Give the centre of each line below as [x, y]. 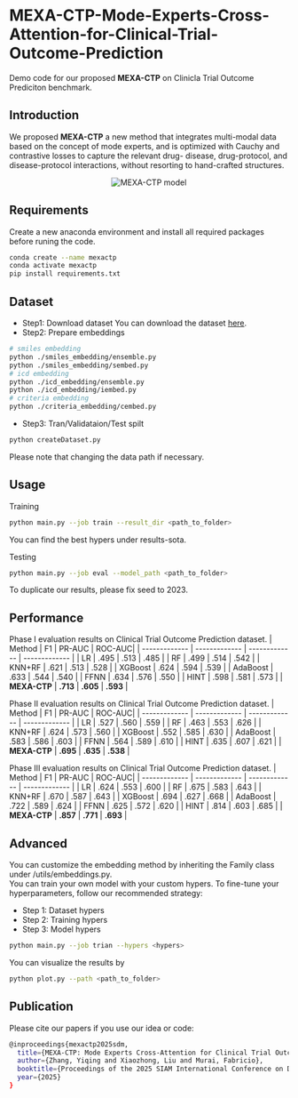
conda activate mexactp [53, 266]
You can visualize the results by [67, 962]
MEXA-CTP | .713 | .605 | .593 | [69, 686]
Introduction [44, 115]
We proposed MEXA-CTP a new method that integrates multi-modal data [143, 136]
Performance [47, 617]
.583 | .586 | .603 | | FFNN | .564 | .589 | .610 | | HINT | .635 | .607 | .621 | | [145, 741]
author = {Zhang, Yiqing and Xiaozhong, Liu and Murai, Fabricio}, [141, 1061]
